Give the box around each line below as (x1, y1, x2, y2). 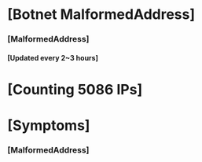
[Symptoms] (7, 116, 90, 134)
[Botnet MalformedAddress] (7, 6, 196, 24)
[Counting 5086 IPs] (7, 80, 143, 98)
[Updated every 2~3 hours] (7, 53, 99, 62)
